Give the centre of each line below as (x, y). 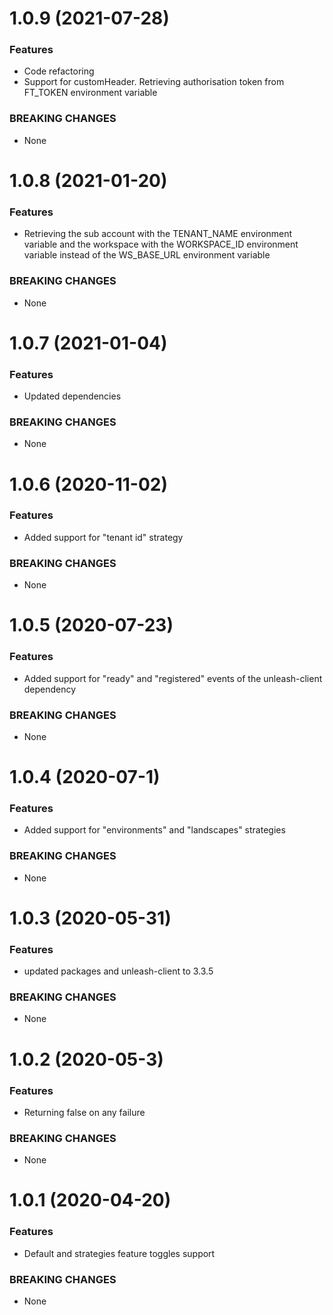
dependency (50, 689)
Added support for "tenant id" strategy (103, 537)
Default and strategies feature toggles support (119, 1253)
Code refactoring (59, 71)
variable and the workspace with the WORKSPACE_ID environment (161, 244)
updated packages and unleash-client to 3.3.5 (118, 971)
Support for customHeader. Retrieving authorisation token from (154, 82)
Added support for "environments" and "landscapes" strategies (154, 830)
